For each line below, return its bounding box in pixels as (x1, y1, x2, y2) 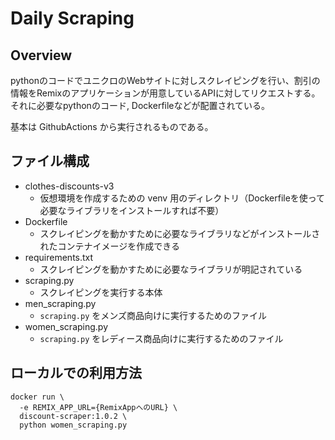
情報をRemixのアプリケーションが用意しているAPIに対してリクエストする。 (10, 87, 321, 99)
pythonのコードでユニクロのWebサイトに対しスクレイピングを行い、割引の (10, 75, 321, 86)
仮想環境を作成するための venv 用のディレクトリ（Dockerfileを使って (39, 192, 326, 204)
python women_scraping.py (19, 420, 128, 430)
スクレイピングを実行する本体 (39, 286, 163, 298)
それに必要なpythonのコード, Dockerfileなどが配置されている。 (10, 100, 271, 111)
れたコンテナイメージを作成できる (39, 240, 181, 252)
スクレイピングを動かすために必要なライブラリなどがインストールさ (39, 227, 321, 239)
